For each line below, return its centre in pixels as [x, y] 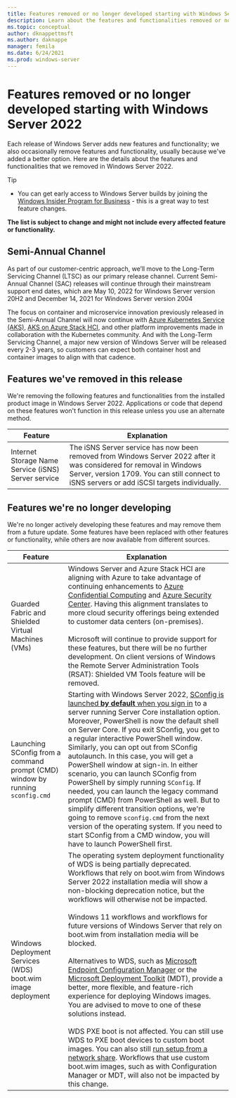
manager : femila [31, 46]
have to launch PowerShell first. [120, 844]
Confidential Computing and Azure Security [140, 595]
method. [19, 419]
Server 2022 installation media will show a [138, 882]
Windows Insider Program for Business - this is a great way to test [113, 200]
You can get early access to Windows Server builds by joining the [112, 193]
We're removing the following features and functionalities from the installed [116, 396]
